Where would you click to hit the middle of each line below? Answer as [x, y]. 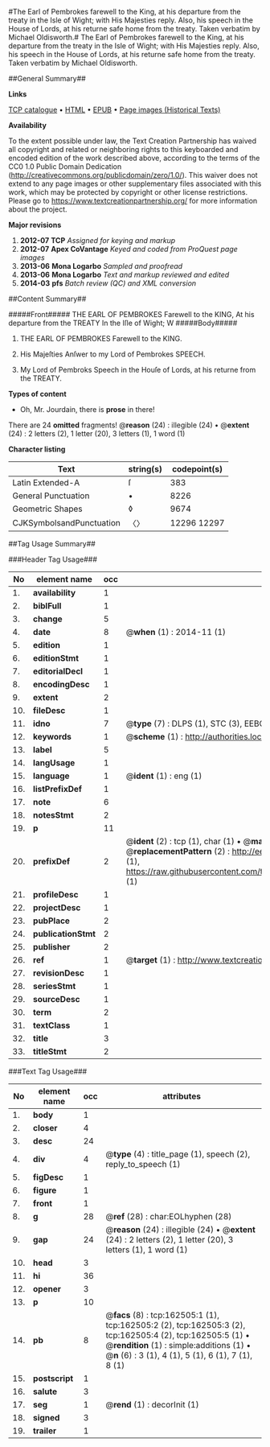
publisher [52, 947]
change [48, 619]
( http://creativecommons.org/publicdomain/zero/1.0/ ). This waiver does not [133, 175]
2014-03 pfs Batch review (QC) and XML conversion [108, 283]
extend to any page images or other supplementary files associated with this [135, 183]
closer [45, 1128]
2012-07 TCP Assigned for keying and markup [98, 240]
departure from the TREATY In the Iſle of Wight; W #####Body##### [123, 323]
